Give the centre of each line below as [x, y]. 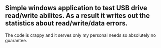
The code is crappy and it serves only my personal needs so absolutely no [80, 35]
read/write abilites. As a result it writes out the [78, 16]
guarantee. [16, 40]
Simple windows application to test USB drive [76, 8]
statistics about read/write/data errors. [66, 23]
